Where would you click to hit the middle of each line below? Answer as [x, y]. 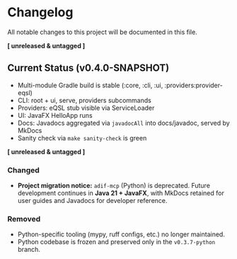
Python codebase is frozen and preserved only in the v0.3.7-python [116, 242]
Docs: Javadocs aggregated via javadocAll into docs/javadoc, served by [123, 123]
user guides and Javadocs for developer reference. [92, 201]
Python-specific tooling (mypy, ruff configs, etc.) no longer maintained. [121, 234]
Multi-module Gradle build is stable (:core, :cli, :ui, [90, 85]
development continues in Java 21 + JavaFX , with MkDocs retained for [121, 193]
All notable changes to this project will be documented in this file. [103, 32]
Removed [24, 219]
